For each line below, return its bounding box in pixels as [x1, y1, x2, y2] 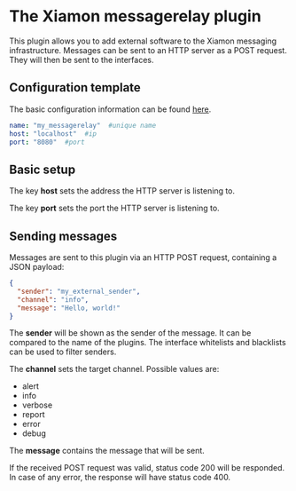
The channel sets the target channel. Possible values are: [9, 364, 220, 375]
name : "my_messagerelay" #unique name [9, 121, 157, 130]
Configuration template [9, 80, 142, 95]
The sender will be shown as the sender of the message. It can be [9, 328, 252, 338]
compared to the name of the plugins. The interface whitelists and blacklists [9, 337, 286, 348]
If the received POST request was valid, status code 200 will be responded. [9, 463, 285, 473]
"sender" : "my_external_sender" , [17, 287, 141, 296]
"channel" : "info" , [17, 295, 90, 304]
